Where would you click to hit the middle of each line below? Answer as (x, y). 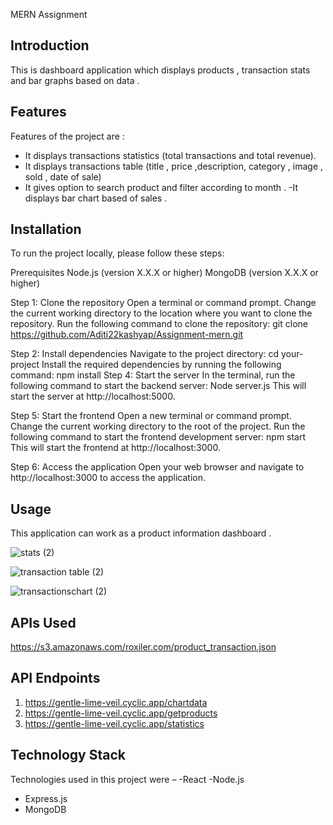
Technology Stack (68, 755)
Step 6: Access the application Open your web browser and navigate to (157, 467)
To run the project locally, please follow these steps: (117, 253)
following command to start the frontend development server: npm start (158, 437)
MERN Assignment (49, 14)
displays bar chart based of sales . (96, 198)
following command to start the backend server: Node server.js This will (158, 386)
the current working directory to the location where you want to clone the (161, 313)
